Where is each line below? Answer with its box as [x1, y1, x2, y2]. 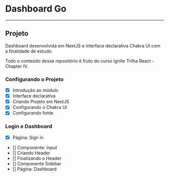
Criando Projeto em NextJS [12, 99, 69, 105]
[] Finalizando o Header [12, 155, 62, 161]
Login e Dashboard [5, 123, 52, 130]
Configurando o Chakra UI [12, 104, 67, 110]
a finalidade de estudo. [5, 48, 53, 54]
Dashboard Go [5, 3, 67, 15]
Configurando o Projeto [5, 76, 64, 83]
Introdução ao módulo [12, 87, 59, 93]
